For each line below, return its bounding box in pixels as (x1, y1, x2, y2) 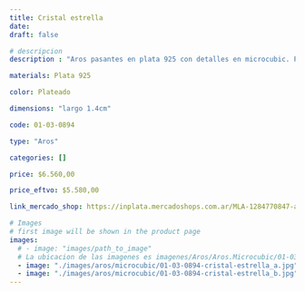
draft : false (9, 30, 59, 39)
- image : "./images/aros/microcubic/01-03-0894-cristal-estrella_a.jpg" (17, 260, 299, 270)
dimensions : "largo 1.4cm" (9, 104, 112, 113)
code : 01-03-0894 (9, 120, 75, 130)
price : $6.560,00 (9, 170, 75, 179)
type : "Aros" (9, 137, 59, 146)
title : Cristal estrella (9, 13, 103, 23)
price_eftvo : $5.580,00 (9, 186, 100, 195)
